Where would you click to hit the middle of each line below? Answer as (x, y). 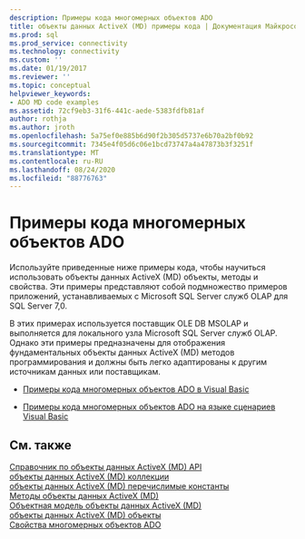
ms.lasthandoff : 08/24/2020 (63, 170)
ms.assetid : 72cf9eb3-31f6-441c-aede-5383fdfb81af (107, 111)
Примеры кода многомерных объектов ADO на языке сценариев (149, 407)
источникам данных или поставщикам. (85, 372)
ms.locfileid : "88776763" (58, 178)
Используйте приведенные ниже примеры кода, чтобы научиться (138, 268)
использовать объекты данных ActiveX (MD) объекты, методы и (134, 277)
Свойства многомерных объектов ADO (85, 524)
